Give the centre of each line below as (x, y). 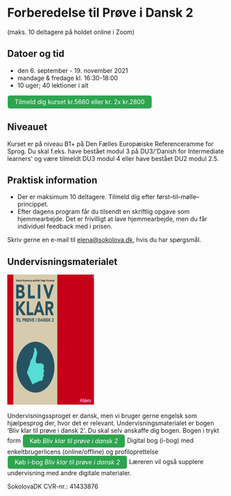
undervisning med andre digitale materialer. (69, 473)
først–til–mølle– (178, 197)
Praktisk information (52, 180)
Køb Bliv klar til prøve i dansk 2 (74, 441)
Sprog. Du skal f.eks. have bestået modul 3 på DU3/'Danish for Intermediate (115, 151)
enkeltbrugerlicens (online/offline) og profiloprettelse (83, 452)
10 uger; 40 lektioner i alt (53, 85)
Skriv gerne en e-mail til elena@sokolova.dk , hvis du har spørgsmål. (104, 240)
